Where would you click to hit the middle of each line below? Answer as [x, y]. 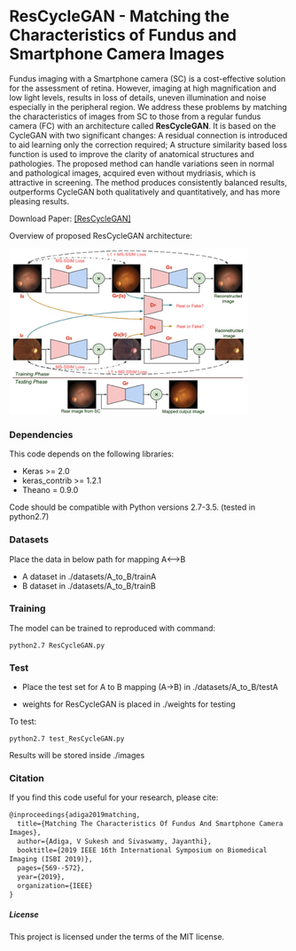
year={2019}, [41, 877]
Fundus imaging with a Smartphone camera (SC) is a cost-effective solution [148, 78]
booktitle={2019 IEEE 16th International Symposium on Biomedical [142, 851]
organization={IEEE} [55, 886]
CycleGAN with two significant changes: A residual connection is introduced [148, 135]
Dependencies [41, 434]
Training [27, 608]
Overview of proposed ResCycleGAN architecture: [101, 235]
